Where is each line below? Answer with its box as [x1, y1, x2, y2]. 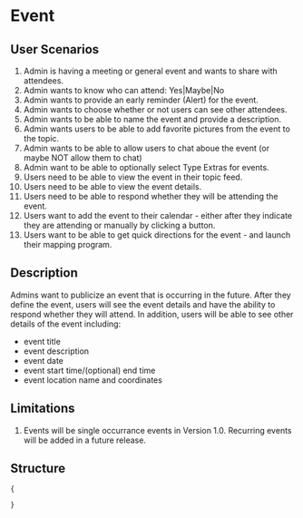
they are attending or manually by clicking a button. [23, 220, 216, 230]
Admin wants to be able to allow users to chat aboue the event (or [23, 142, 270, 153]
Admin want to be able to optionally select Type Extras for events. [23, 162, 270, 172]
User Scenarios [10, 42, 100, 57]
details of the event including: [10, 318, 122, 329]
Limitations [10, 401, 75, 416]
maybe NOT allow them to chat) [23, 152, 143, 163]
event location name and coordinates [23, 374, 162, 386]
